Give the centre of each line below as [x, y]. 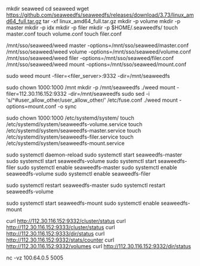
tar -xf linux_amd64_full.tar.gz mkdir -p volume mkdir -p [112, 21]
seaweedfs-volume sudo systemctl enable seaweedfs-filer [79, 174]
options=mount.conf [31, 106]
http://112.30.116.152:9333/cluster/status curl [61, 227]
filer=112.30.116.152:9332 [36, 94]
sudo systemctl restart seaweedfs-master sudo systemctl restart [86, 185]
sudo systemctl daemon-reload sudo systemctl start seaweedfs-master [94, 155]
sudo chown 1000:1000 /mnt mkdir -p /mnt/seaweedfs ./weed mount [91, 87]
